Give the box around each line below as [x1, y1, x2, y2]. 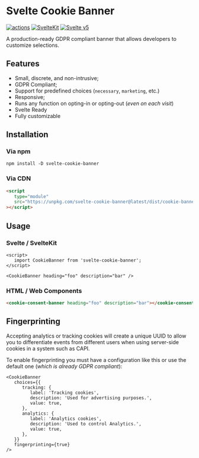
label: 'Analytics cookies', [30, 415, 102, 422]
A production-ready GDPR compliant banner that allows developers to [6, 35, 176, 42]
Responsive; [14, 93, 46, 100]
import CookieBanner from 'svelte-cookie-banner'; [14, 257, 142, 263]
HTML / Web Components [6, 287, 82, 295]
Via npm [6, 147, 31, 155]
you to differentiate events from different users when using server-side [6, 338, 179, 345]
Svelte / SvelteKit [6, 238, 57, 247]
